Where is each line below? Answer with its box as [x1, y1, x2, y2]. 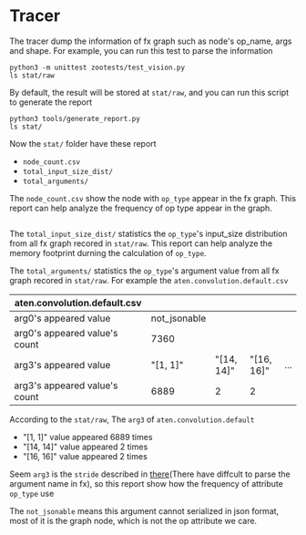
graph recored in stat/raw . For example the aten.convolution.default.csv [9, 274, 289, 285]
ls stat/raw [9, 70, 55, 80]
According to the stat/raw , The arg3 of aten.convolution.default [9, 414, 255, 425]
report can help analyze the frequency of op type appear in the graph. [9, 202, 273, 213]
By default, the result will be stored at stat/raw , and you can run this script [9, 87, 290, 98]
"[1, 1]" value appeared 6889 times [22, 431, 153, 442]
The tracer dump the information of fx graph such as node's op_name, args [9, 36, 292, 46]
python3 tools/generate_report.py [9, 114, 141, 123]
